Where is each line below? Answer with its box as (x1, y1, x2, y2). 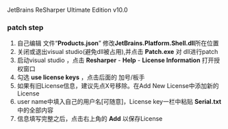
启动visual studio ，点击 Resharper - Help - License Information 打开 (16, 56, 214, 64)
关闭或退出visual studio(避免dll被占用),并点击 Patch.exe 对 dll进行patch (16, 48, 218, 56)
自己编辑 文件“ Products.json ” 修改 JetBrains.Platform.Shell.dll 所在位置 (16, 39, 219, 47)
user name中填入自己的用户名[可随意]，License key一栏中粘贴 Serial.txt (16, 98, 222, 106)
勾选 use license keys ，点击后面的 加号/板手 (16, 73, 145, 81)
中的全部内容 (16, 106, 53, 115)
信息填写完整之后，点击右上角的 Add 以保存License (16, 115, 163, 123)
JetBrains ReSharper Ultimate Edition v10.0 (7, 6, 128, 14)
